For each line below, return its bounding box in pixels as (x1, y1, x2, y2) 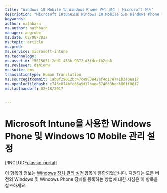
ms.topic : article (5, 40, 43, 45)
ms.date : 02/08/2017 (5, 35, 48, 40)
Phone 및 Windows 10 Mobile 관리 (5, 130, 145, 142)
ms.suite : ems (5, 68, 35, 73)
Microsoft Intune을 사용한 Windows (5, 118, 152, 129)
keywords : (5, 16, 26, 21)
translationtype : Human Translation (5, 72, 81, 77)
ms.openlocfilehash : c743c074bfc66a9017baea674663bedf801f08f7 (5, 81, 139, 86)
